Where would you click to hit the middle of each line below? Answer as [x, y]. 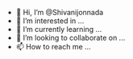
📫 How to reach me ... [53, 47]
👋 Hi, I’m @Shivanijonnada [60, 12]
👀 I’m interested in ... [50, 21]
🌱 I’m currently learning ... [59, 29]
